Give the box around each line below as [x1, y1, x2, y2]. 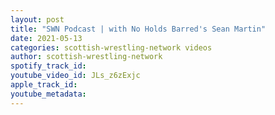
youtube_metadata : [10, 89, 87, 99]
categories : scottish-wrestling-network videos [10, 42, 213, 53]
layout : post [10, 14, 65, 25]
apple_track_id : [10, 80, 78, 90]
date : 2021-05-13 [10, 33, 83, 43]
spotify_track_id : [10, 61, 87, 71]
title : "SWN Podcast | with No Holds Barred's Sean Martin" [10, 24, 267, 34]
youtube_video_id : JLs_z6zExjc [10, 71, 141, 81]
